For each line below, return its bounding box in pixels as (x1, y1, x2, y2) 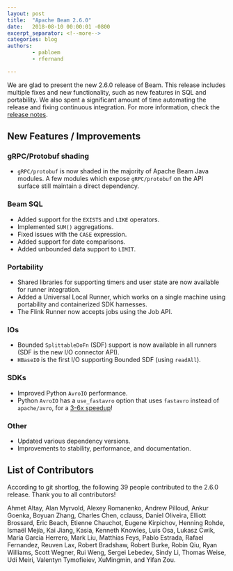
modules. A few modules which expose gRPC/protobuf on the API (17, 175, 204, 183)
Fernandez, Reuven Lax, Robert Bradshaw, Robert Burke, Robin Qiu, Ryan (7, 540, 218, 549)
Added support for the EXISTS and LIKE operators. (17, 215, 160, 224)
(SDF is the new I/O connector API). (17, 348, 120, 357)
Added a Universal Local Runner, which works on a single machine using (17, 293, 226, 302)
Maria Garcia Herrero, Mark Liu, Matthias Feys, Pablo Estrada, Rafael (7, 533, 204, 542)
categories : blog (7, 36, 58, 43)
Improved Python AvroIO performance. (17, 389, 128, 397)
